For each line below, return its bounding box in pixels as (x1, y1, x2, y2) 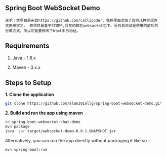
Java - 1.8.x (12, 55, 36, 61)
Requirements (5, 42, 49, 50)
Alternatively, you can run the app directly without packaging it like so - (5, 137, 151, 143)
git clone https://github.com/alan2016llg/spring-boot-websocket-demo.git (5, 101, 163, 106)
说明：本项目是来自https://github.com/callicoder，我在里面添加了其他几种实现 (5, 18, 154, 23)
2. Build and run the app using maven (5, 110, 83, 116)
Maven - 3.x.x (12, 64, 41, 70)
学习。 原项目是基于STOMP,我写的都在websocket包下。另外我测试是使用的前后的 (16, 23, 159, 28)
